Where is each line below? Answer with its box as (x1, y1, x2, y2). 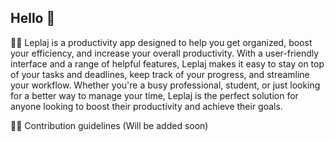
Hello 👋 (10, 10, 56, 27)
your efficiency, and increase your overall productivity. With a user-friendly (10, 47, 320, 59)
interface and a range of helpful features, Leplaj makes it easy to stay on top (10, 57, 325, 70)
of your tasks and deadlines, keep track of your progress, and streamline (10, 68, 310, 80)
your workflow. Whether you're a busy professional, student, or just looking (10, 79, 321, 91)
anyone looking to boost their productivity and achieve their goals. (10, 100, 283, 112)
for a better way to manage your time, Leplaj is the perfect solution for (10, 89, 299, 101)
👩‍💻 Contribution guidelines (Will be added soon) (10, 119, 209, 131)
